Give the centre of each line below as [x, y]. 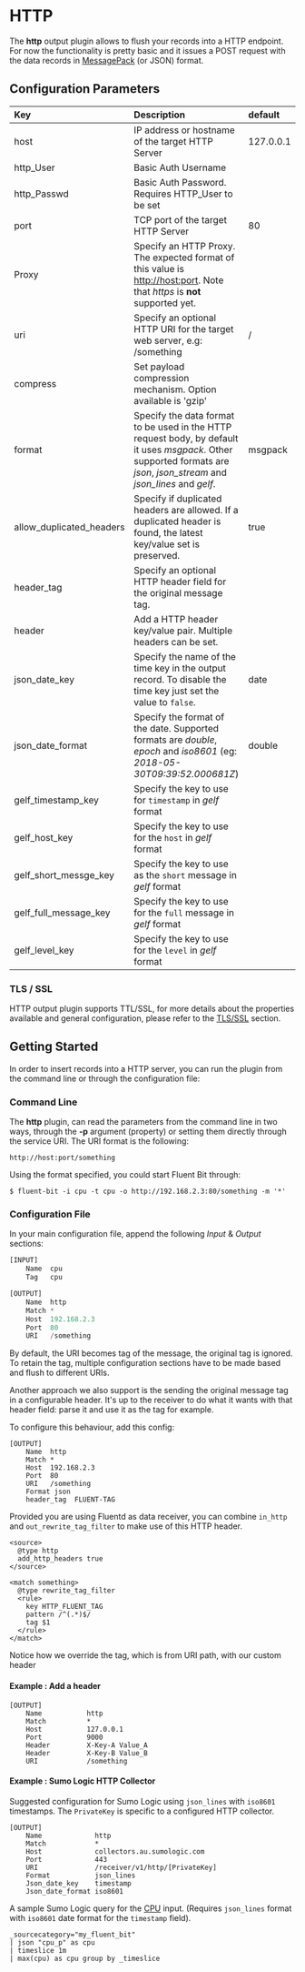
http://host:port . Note [179, 280]
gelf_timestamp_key [57, 800]
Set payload [159, 367]
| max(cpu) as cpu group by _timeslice [85, 1958]
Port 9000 [64, 1737]
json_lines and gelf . [175, 483]
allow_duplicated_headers [69, 527]
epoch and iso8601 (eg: [186, 751]
